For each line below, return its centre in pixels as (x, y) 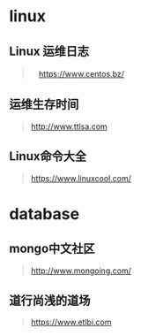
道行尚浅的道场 (50, 301)
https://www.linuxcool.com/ (81, 178)
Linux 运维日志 (49, 51)
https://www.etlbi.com (71, 322)
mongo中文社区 (52, 249)
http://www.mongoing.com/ (81, 271)
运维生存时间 (44, 105)
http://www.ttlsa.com (69, 126)
